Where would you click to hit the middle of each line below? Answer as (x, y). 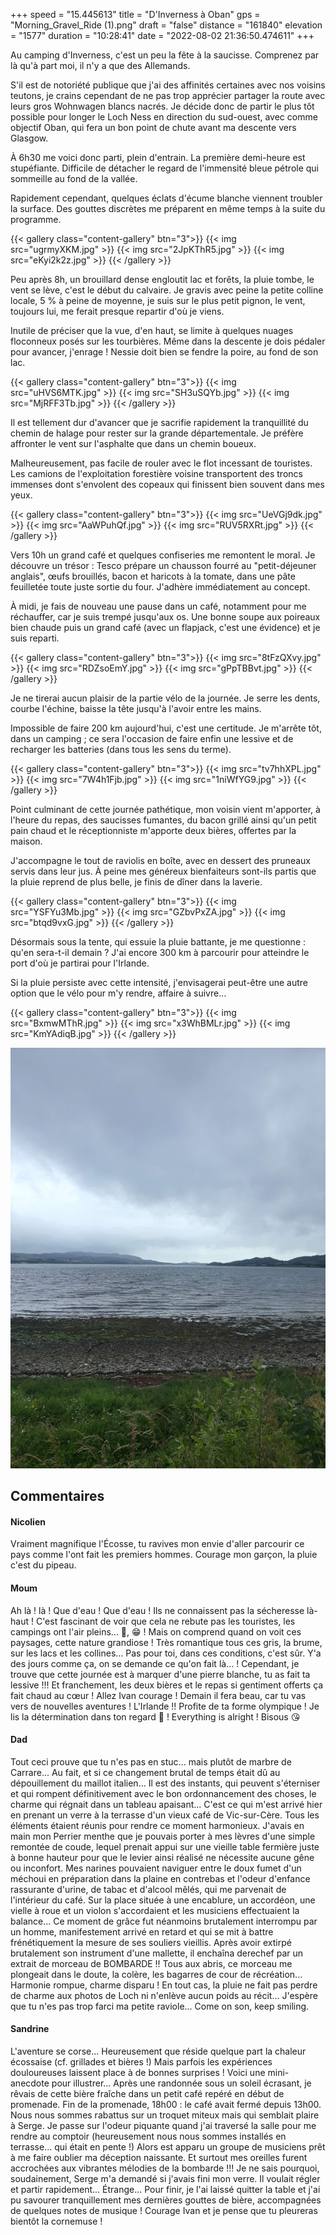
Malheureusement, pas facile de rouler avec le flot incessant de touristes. (161, 463)
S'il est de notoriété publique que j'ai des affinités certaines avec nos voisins (168, 85)
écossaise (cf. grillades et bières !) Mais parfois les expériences (141, 2062)
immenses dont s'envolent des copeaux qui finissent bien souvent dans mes (167, 484)
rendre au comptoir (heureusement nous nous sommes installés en (148, 2136)
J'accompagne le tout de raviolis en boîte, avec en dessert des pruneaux (160, 860)
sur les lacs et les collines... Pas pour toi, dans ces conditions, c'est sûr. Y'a (166, 1653)
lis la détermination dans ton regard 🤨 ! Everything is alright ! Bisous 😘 (155, 1716)
